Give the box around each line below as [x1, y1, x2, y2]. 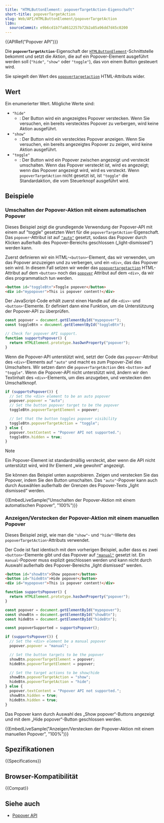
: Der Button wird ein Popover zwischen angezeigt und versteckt [19, 157, 149, 163]
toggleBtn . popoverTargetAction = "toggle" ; [9, 421, 99, 426]
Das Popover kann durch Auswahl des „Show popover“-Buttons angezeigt [5, 711, 155, 717]
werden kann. [5, 244, 33, 250]
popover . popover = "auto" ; [9, 398, 65, 403]
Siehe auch [5, 799, 40, 808]
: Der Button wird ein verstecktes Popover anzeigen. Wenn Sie [19, 136, 145, 142]
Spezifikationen [5, 745, 55, 753]
